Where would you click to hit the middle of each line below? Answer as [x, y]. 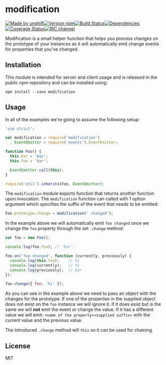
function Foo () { [23, 152]
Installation [23, 65]
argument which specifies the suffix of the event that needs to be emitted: [82, 204]
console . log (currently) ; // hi [45, 265]
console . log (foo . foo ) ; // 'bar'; [40, 247]
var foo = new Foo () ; [28, 238]
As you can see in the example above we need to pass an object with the [81, 293]
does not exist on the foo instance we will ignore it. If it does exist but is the [83, 304]
